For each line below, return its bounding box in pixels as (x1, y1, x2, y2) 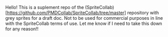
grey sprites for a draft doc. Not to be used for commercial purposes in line (5, 15, 163, 21)
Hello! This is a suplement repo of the (5, 5, 84, 10)
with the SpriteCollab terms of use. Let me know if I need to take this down (5, 20, 162, 26)
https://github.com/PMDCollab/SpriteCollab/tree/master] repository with (7, 10, 159, 16)
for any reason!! (5, 26, 39, 32)
